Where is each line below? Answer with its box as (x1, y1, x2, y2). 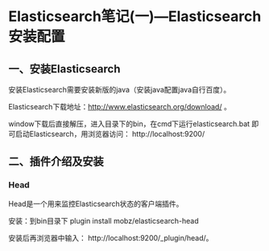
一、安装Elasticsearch (8, 62, 121, 76)
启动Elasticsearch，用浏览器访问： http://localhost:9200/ (14, 130, 205, 138)
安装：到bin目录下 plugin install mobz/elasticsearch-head (8, 216, 199, 225)
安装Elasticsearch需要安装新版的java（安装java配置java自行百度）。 (8, 85, 231, 94)
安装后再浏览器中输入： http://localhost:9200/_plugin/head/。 (8, 232, 213, 242)
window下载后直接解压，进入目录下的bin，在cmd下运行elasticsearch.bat (8, 119, 250, 129)
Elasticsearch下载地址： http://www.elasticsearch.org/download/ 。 (8, 102, 231, 111)
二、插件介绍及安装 (8, 154, 104, 169)
